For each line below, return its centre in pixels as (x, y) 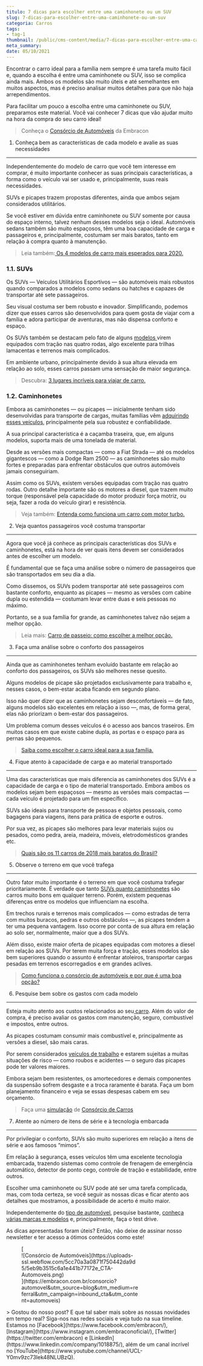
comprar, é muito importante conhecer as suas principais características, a (99, 173)
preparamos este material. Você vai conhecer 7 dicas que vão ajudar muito (100, 112)
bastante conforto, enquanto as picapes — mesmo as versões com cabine (99, 593)
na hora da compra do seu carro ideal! (54, 119)
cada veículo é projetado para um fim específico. (67, 799)
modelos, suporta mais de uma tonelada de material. (72, 441)
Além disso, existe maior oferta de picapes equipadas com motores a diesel (101, 945)
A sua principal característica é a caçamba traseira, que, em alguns (90, 434)
